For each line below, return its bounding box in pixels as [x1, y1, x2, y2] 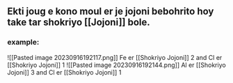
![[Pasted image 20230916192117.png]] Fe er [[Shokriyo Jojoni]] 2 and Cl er [7, 53, 223, 61]
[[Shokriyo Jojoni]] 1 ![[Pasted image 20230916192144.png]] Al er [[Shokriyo [7, 61, 226, 69]
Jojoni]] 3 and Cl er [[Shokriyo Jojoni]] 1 [7, 68, 122, 76]
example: [7, 38, 40, 47]
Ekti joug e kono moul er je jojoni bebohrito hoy [7, 6, 214, 17]
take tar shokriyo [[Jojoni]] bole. [7, 17, 151, 29]
